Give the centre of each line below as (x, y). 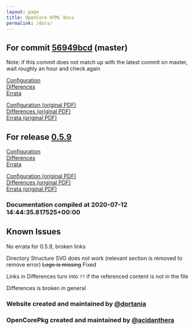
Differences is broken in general (46, 288)
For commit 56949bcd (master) (67, 48)
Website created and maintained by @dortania (76, 303)
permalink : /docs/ (29, 23)
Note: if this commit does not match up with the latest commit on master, (97, 62)
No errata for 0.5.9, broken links (46, 246)
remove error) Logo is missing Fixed (51, 265)
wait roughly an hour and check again (53, 69)
